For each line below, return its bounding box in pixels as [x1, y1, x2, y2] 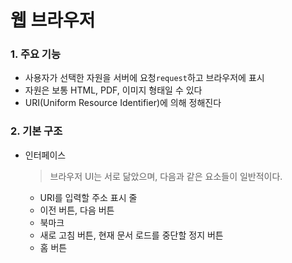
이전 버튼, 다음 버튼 [39, 204, 115, 216]
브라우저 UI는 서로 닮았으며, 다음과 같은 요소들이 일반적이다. [49, 170, 283, 182]
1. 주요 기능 [10, 47, 61, 61]
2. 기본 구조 [10, 124, 63, 138]
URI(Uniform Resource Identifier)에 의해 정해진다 [24, 97, 222, 109]
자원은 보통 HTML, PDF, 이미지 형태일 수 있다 [24, 84, 203, 96]
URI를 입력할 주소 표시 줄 [39, 191, 138, 203]
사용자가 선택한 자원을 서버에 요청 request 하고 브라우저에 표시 [24, 72, 265, 84]
